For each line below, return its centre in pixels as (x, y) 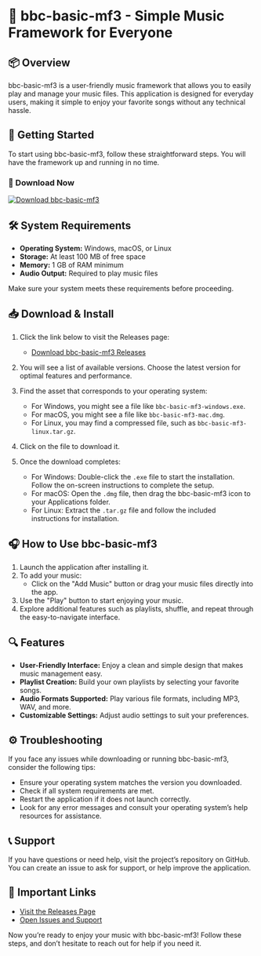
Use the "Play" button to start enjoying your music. (101, 600)
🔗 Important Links (52, 893)
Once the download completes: (70, 462)
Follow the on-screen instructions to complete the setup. (123, 485)
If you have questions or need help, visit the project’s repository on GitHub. (129, 859)
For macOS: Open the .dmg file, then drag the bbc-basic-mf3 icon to (141, 493)
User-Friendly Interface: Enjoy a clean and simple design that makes (131, 666)
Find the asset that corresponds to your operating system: (113, 391)
